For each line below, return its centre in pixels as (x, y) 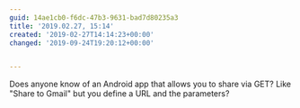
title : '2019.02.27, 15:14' (62, 26)
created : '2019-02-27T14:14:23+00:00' (82, 34)
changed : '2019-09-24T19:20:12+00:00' (82, 43)
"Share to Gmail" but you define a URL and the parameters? (119, 94)
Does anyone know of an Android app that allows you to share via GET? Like (150, 84)
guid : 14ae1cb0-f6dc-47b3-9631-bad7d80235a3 (94, 18)
